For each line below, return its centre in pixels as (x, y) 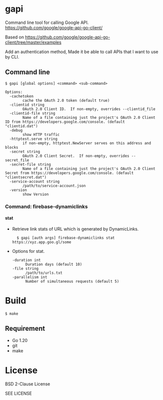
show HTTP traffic (41, 134)
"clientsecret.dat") (26, 177)
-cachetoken (22, 96)
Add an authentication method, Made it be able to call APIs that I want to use (82, 52)
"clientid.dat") (21, 126)
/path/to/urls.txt (44, 273)
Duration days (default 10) (54, 264)
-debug (16, 130)
